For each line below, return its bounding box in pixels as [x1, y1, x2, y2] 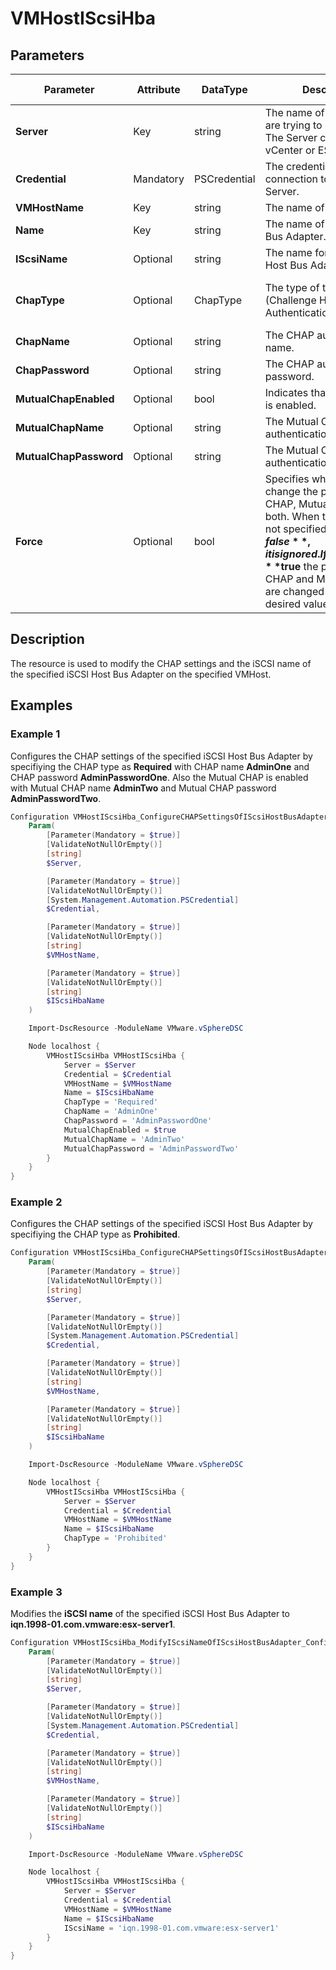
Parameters [10, 47, 85, 64]
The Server [264, 131, 318, 144]
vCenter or [264, 143, 316, 157]
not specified [264, 522, 327, 536]
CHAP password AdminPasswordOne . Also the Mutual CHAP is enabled [10, 771, 309, 783]
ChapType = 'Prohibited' [63, 1533, 168, 1544]
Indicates [264, 386, 309, 399]
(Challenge [264, 293, 317, 307]
